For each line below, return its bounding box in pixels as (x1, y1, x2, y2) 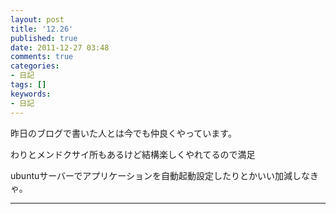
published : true (10, 33, 78, 43)
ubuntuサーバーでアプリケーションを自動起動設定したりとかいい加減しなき (10, 169, 319, 181)
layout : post (10, 14, 65, 25)
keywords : (10, 89, 52, 99)
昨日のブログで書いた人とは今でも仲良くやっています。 (10, 127, 237, 139)
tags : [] (10, 80, 47, 90)
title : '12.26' (10, 24, 74, 34)
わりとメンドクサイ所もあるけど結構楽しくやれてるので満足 (10, 148, 256, 160)
